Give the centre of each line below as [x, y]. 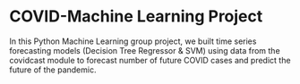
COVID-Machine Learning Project [136, 17]
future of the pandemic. [53, 70]
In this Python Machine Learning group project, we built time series [133, 41]
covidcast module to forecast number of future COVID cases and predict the [150, 60]
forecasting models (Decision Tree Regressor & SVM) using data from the [145, 50]
